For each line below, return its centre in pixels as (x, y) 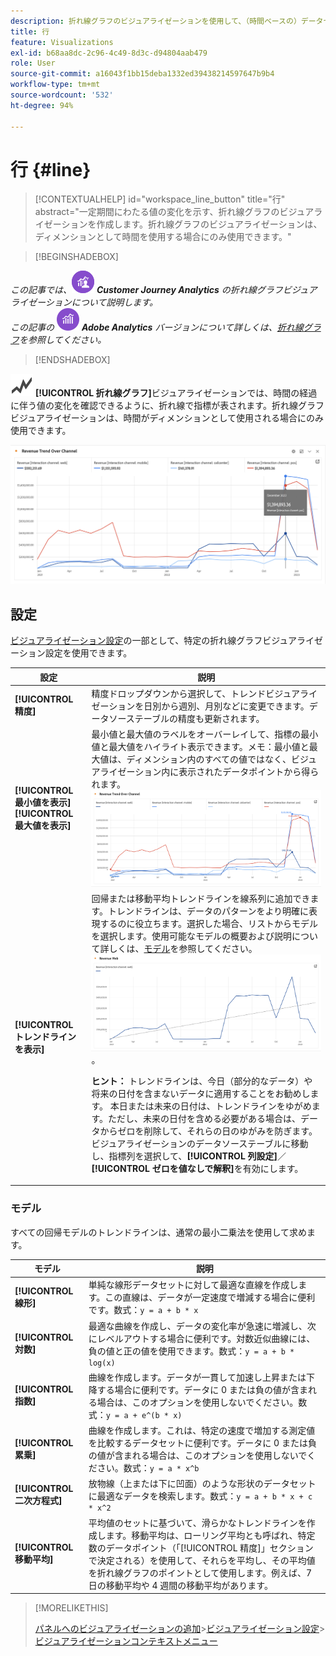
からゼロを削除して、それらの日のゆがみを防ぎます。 (208, 1131)
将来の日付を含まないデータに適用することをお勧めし (201, 1093)
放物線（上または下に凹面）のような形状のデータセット (202, 1484)
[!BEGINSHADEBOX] (76, 257)
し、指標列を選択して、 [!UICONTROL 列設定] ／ (189, 1156)
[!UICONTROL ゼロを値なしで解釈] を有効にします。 (197, 1168)
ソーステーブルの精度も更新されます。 (186, 718)
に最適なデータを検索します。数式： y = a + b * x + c (200, 1496)
